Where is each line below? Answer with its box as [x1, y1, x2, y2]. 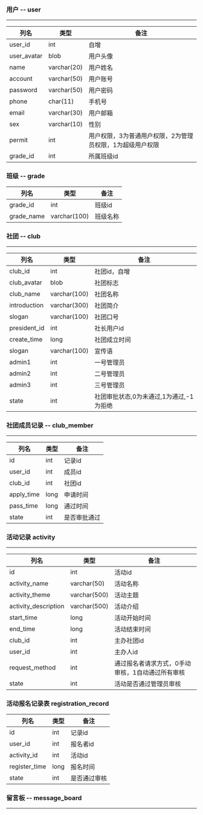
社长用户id [94, 324, 124, 332]
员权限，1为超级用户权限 [88, 141, 159, 149]
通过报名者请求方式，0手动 [114, 659, 192, 668]
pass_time [9, 501, 38, 510]
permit [9, 136, 28, 144]
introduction [9, 301, 44, 309]
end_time [9, 625, 36, 633]
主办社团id [114, 637, 144, 645]
